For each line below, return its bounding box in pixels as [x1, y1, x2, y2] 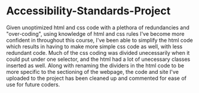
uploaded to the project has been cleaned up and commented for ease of [6, 75, 187, 82]
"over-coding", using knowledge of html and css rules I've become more [6, 30, 185, 37]
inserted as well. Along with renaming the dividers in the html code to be [6, 61, 184, 69]
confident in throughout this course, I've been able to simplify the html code [6, 36, 193, 44]
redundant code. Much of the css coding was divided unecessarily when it [6, 49, 190, 56]
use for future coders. [6, 80, 60, 88]
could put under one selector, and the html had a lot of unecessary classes [6, 55, 191, 63]
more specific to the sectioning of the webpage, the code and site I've [6, 68, 179, 75]
